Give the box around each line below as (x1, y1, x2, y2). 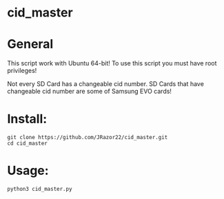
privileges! (7, 67, 37, 75)
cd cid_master (7, 140, 48, 147)
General (7, 36, 54, 52)
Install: (7, 112, 48, 127)
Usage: (7, 163, 50, 178)
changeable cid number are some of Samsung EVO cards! (7, 87, 172, 96)
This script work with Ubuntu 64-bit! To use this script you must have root (7, 59, 217, 67)
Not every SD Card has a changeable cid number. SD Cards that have (7, 80, 205, 88)
